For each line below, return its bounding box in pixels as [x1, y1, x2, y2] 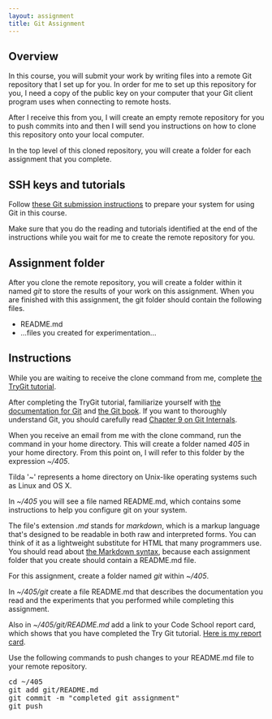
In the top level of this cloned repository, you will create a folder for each [8, 145, 252, 155]
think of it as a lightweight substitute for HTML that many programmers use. [8, 538, 262, 548]
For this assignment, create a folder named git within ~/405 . [8, 570, 209, 581]
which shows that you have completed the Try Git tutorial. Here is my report [8, 628, 261, 638]
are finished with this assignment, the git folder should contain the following [8, 294, 262, 305]
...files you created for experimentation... [19, 327, 157, 337]
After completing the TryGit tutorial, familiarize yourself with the [8, 397, 222, 407]
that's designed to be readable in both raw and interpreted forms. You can [8, 529, 257, 539]
